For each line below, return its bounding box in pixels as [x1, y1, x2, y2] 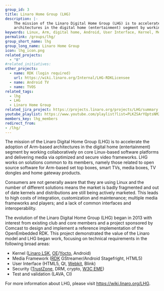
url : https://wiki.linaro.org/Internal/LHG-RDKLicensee [14, 75, 130, 80]
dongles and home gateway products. [5, 170, 82, 176]
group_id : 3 [5, 7, 29, 12]
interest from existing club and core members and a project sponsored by [5, 220, 153, 226]
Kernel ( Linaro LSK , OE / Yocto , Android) [12, 250, 91, 256]
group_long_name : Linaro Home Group [5, 44, 80, 48]
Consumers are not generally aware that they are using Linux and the [5, 179, 144, 185]
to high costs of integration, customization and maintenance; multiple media [5, 195, 158, 201]
